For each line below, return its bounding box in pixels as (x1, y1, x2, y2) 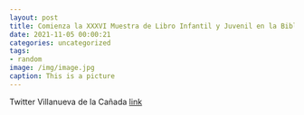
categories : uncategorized (9, 38, 111, 48)
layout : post (9, 13, 59, 22)
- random (9, 55, 43, 64)
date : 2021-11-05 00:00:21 (9, 30, 111, 39)
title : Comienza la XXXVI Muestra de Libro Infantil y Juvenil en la (9, 22, 278, 31)
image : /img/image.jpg (9, 64, 95, 73)
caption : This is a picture (9, 72, 116, 81)
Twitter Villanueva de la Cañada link (9, 96, 143, 107)
